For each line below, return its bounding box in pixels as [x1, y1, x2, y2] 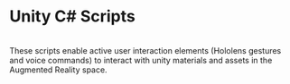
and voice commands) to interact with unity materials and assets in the [9, 55, 273, 65]
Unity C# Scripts [9, 6, 136, 27]
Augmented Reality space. [9, 64, 108, 75]
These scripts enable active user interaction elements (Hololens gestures [9, 45, 282, 55]
